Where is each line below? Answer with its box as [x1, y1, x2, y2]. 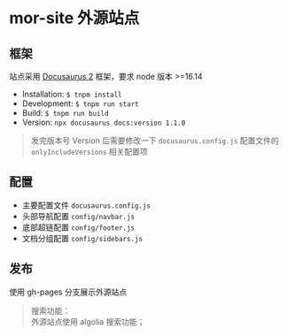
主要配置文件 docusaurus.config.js [21, 200, 151, 210]
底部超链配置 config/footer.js [21, 222, 136, 233]
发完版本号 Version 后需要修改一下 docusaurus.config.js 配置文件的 [30, 135, 279, 146]
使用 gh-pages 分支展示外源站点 [9, 286, 127, 297]
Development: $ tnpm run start [21, 98, 139, 109]
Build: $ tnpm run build [21, 108, 109, 118]
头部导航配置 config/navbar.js [21, 210, 136, 221]
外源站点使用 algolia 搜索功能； [30, 316, 145, 327]
